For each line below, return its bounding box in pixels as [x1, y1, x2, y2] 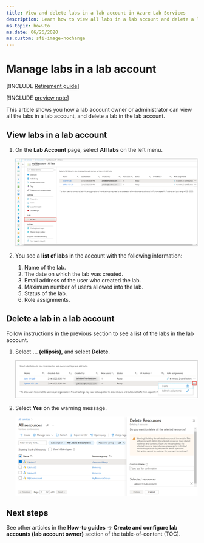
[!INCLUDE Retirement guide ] [6, 83, 80, 90]
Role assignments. [24, 296, 70, 304]
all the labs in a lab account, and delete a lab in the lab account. [6, 112, 165, 120]
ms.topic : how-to [6, 22, 50, 29]
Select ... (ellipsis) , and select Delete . [15, 348, 110, 355]
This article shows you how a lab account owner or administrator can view [6, 106, 192, 114]
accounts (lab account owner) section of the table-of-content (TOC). [6, 530, 181, 538]
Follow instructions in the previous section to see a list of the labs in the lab [6, 330, 194, 337]
